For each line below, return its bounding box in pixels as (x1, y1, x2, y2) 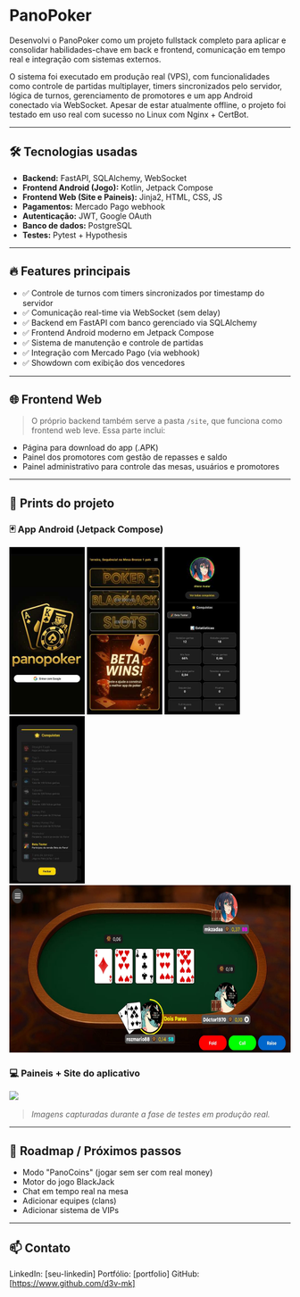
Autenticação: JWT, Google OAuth (21, 211, 152, 221)
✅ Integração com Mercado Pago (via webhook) (21, 347, 201, 358)
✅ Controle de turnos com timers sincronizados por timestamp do (21, 287, 265, 298)
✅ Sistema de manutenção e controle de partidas (21, 337, 204, 348)
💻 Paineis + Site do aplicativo (9, 1067, 141, 1079)
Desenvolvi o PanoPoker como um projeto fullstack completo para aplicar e (9, 35, 287, 46)
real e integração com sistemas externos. (9, 54, 162, 64)
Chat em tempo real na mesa (21, 1186, 129, 1197)
